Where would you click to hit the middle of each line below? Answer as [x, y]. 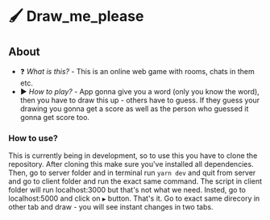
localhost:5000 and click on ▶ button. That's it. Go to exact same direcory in [134, 198]
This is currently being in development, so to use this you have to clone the [133, 156]
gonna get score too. [55, 117]
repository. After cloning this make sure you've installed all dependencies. [131, 164]
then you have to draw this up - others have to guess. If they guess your [140, 100]
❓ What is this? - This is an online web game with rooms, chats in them [137, 71]
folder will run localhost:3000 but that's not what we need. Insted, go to [127, 190]
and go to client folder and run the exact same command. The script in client [135, 181]
